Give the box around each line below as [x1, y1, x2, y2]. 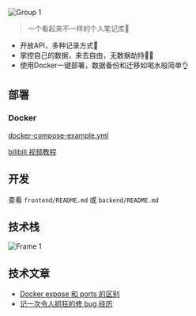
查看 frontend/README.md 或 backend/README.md [8, 195, 160, 204]
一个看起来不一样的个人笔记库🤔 [27, 24, 130, 33]
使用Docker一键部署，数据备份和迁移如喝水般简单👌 [19, 60, 190, 70]
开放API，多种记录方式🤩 [19, 40, 99, 50]
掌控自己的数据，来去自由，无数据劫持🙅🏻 [19, 51, 154, 59]
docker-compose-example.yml [8, 131, 109, 140]
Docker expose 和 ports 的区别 [19, 289, 120, 299]
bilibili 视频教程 [8, 147, 57, 156]
